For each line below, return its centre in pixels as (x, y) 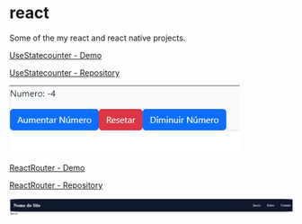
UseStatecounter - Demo (56, 55)
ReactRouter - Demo (47, 167)
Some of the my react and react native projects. (98, 38)
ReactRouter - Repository (56, 185)
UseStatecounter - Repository (65, 72)
